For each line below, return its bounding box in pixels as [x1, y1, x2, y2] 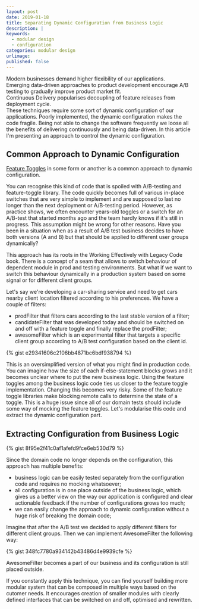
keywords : [6, 31, 31, 37]
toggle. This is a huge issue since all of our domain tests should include [6, 399, 181, 406]
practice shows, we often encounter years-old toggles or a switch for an [6, 208, 183, 215]
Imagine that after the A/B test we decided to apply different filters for [6, 524, 177, 531]
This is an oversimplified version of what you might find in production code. [6, 361, 191, 368]
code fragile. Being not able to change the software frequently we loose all [6, 119, 189, 126]
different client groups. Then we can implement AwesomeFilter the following [6, 530, 193, 537]
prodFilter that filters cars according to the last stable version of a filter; [14, 312, 190, 319]
